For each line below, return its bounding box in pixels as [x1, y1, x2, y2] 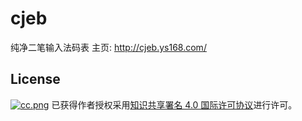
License [10, 71, 61, 88]
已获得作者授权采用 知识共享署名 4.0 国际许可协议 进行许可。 [51, 98, 298, 111]
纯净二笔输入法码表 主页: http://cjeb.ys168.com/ [10, 41, 207, 53]
